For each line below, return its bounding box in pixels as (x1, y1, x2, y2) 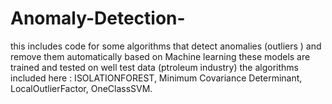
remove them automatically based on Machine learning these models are (10, 50, 311, 62)
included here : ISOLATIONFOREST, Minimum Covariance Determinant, (10, 72, 303, 84)
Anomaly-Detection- (10, 7, 186, 30)
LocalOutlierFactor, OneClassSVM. (10, 82, 153, 94)
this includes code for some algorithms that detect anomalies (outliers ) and (10, 40, 322, 52)
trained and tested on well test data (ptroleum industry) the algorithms (10, 61, 299, 73)
